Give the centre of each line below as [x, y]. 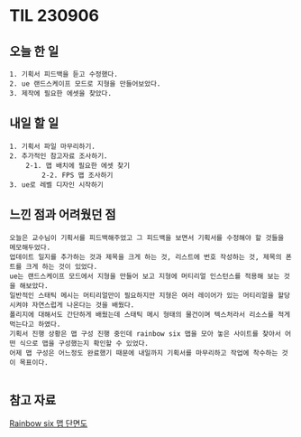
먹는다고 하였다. [35, 324]
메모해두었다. [30, 247]
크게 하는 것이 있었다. [62, 266]
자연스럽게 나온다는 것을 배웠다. [83, 305]
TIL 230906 [54, 16]
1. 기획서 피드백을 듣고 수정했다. [64, 74]
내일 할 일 [34, 123]
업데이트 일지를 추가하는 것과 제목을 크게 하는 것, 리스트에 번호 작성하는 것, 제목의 [146, 257]
